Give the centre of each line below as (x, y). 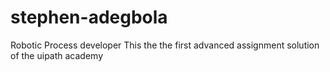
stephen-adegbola (89, 17)
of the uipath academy (57, 55)
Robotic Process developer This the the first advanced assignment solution (165, 45)
